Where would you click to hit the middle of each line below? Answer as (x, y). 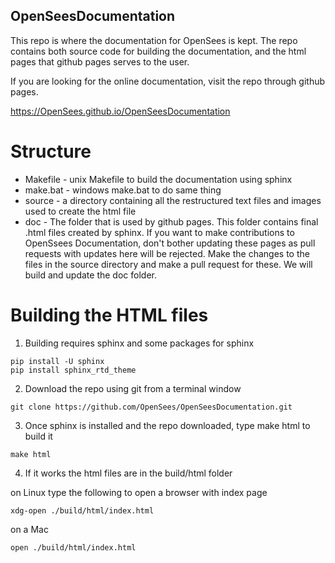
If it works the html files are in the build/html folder (128, 473)
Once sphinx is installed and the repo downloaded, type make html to (167, 425)
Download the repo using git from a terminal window (133, 388)
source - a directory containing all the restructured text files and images (173, 200)
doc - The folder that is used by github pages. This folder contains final (171, 221)
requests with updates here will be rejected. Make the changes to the (167, 253)
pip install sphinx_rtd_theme (73, 370)
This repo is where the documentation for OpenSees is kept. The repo (154, 40)
